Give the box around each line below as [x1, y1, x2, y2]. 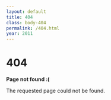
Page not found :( [6, 76, 50, 83]
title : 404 [6, 14, 33, 20]
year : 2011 [6, 31, 33, 37]
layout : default [6, 8, 46, 15]
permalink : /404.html [6, 25, 60, 31]
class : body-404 [6, 20, 46, 25]
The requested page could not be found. [6, 87, 106, 95]
